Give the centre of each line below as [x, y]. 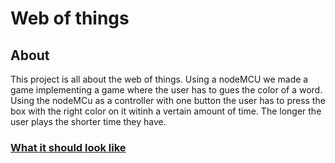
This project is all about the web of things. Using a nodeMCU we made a [159, 79]
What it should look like [68, 147]
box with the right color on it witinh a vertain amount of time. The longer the [166, 111]
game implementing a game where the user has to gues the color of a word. [166, 90]
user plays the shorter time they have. [88, 121]
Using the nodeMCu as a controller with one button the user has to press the [168, 100]
